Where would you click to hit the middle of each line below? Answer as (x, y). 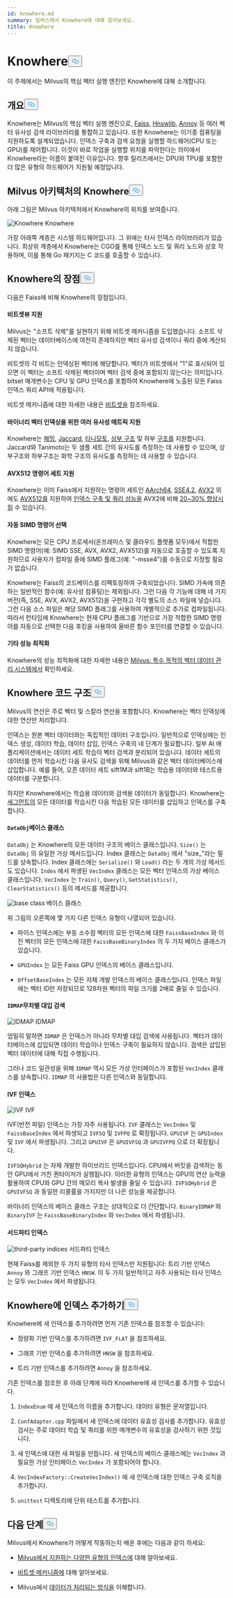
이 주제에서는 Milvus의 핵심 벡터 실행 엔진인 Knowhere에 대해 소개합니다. (107, 82)
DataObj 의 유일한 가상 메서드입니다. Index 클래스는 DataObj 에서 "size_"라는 (112, 853)
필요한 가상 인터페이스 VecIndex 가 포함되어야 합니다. (89, 1462)
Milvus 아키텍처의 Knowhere (68, 191)
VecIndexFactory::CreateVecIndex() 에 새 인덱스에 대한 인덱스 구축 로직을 (120, 1477)
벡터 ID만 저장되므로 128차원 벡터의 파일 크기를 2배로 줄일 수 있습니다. (125, 988)
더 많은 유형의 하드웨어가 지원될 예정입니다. (66, 167)
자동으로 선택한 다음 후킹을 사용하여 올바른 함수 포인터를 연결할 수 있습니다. (122, 626)
